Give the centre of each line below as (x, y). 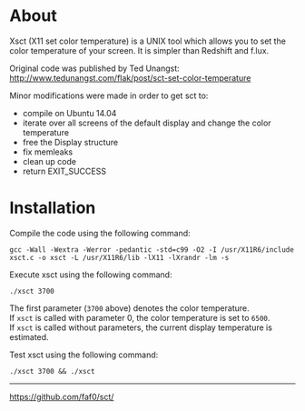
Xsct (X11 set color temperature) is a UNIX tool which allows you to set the (148, 41)
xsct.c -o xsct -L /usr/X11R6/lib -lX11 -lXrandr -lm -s (119, 257)
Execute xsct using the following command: (91, 275)
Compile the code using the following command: (100, 233)
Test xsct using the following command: (84, 355)
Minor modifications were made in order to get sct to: (109, 95)
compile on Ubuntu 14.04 (69, 113)
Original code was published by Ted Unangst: (94, 68)
